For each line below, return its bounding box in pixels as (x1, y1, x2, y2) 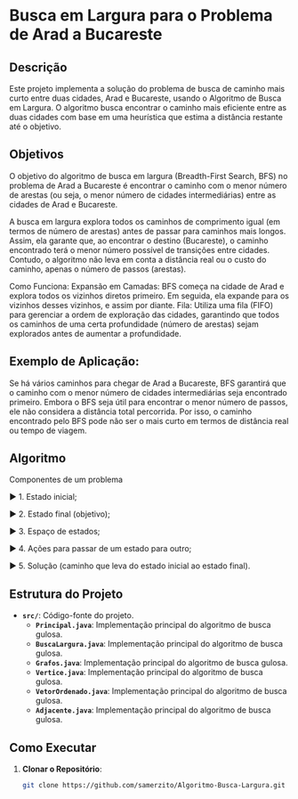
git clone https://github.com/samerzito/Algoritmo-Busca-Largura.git (21, 781, 286, 790)
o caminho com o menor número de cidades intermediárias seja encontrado (9, 387, 287, 397)
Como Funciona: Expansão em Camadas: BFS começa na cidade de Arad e (9, 281, 285, 291)
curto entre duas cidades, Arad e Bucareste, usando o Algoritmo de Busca (9, 93, 282, 103)
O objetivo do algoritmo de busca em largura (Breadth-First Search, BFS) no (9, 170, 288, 181)
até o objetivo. (9, 121, 62, 132)
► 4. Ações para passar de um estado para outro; (9, 543, 192, 554)
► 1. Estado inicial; (9, 492, 77, 502)
